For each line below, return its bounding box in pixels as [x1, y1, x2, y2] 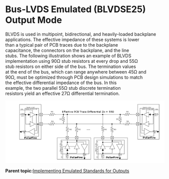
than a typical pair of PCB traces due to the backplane [5, 42, 118, 48]
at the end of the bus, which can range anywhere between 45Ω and [5, 68, 147, 75]
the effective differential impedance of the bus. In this [5, 80, 117, 86]
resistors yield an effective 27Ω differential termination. [5, 90, 120, 96]
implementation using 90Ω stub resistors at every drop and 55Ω [5, 58, 138, 64]
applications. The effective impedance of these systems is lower [5, 37, 140, 43]
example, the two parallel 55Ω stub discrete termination [5, 85, 121, 91]
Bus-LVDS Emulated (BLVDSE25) [5, 4, 146, 15]
